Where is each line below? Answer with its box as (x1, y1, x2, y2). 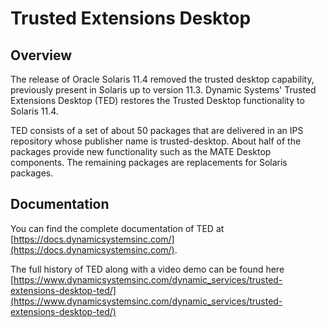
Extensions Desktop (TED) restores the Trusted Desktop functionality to (10, 95, 305, 106)
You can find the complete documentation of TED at (10, 222, 225, 234)
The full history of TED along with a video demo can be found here (10, 263, 285, 275)
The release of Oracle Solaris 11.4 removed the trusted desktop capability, (10, 73, 315, 85)
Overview (10, 47, 73, 64)
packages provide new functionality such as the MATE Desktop (10, 146, 272, 157)
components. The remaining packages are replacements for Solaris (10, 157, 288, 168)
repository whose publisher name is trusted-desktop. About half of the (10, 135, 302, 147)
